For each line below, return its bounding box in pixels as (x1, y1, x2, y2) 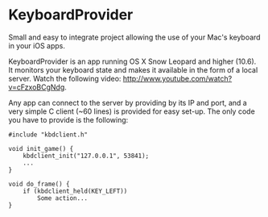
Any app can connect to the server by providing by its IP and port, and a (8, 98, 247, 107)
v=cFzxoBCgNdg (8, 82, 65, 92)
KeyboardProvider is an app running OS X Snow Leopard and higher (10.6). (8, 56, 257, 66)
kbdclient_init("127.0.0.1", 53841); (23, 152, 150, 160)
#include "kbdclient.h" (8, 131, 89, 139)
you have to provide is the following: (8, 115, 129, 124)
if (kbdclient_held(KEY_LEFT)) (23, 187, 128, 195)
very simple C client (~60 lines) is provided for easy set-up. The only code (8, 106, 255, 116)
